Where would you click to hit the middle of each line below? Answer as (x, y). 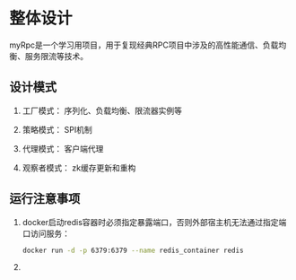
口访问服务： (46, 233)
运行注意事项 (45, 199)
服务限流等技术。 (56, 56)
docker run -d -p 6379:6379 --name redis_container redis (133, 250)
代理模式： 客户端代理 (63, 148)
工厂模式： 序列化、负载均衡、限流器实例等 (102, 110)
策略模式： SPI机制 (57, 129)
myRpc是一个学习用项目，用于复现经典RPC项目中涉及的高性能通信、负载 (144, 45)
